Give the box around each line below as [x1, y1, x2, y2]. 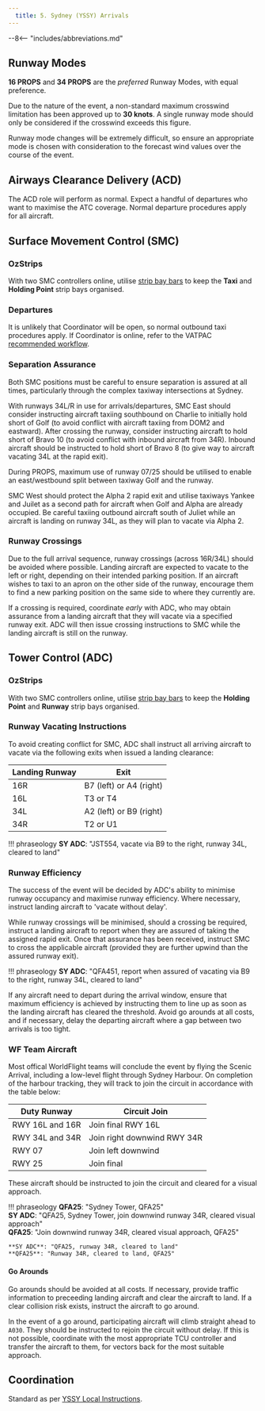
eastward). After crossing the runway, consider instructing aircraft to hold [8, 426, 248, 436]
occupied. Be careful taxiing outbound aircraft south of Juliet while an [8, 507, 236, 517]
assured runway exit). [8, 952, 79, 961]
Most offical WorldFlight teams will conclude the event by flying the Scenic [8, 1062, 252, 1071]
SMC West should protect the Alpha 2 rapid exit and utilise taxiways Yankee [8, 490, 255, 500]
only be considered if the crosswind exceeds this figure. [8, 118, 191, 128]
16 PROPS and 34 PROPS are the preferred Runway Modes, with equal [8, 77, 239, 87]
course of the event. [8, 150, 74, 160]
